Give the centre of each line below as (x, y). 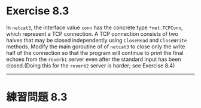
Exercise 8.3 (38, 11)
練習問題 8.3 (37, 97)
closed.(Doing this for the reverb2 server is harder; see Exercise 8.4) (91, 65)
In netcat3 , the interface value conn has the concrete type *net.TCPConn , (95, 27)
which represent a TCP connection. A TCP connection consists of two (92, 33)
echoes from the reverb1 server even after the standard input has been (94, 59)
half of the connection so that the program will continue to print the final (95, 53)
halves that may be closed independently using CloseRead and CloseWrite (97, 40)
